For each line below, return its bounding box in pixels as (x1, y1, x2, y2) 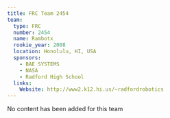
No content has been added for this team (7, 105, 123, 113)
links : (13, 80, 32, 87)
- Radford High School (19, 73, 84, 80)
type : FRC (13, 23, 41, 29)
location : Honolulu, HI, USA (13, 48, 97, 55)
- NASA (19, 67, 38, 74)
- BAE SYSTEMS (19, 61, 60, 68)
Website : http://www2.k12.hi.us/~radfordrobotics (19, 86, 165, 93)
